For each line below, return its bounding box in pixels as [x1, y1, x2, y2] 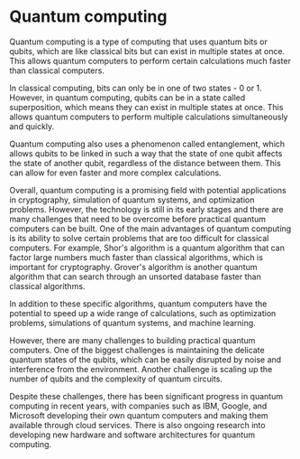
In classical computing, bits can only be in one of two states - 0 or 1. [9, 82, 263, 93]
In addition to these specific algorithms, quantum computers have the [9, 298, 268, 309]
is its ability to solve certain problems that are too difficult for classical [9, 232, 269, 243]
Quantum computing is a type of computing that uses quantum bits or [9, 36, 268, 47]
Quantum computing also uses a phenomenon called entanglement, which [9, 138, 286, 149]
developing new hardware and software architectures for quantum [9, 429, 255, 440]
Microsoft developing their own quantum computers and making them [9, 409, 268, 421]
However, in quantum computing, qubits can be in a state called [9, 92, 246, 103]
